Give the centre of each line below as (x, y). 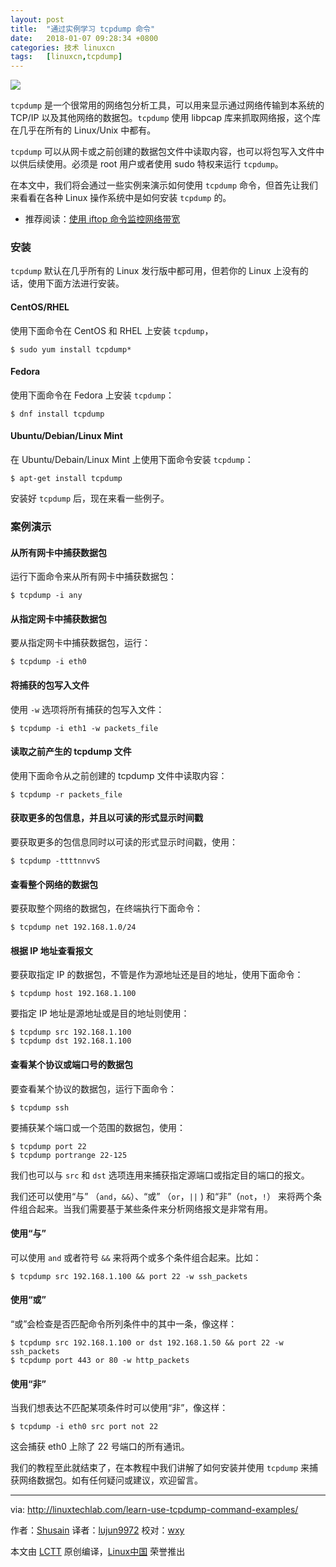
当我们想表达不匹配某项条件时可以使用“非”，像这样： (119, 1408)
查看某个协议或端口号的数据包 (71, 1064)
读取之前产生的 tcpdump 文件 (71, 752)
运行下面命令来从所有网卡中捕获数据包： (93, 577)
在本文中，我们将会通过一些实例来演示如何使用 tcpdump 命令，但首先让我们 (164, 185)
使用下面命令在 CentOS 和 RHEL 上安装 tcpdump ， (112, 330)
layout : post (37, 19)
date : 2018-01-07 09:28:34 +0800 (84, 38)
